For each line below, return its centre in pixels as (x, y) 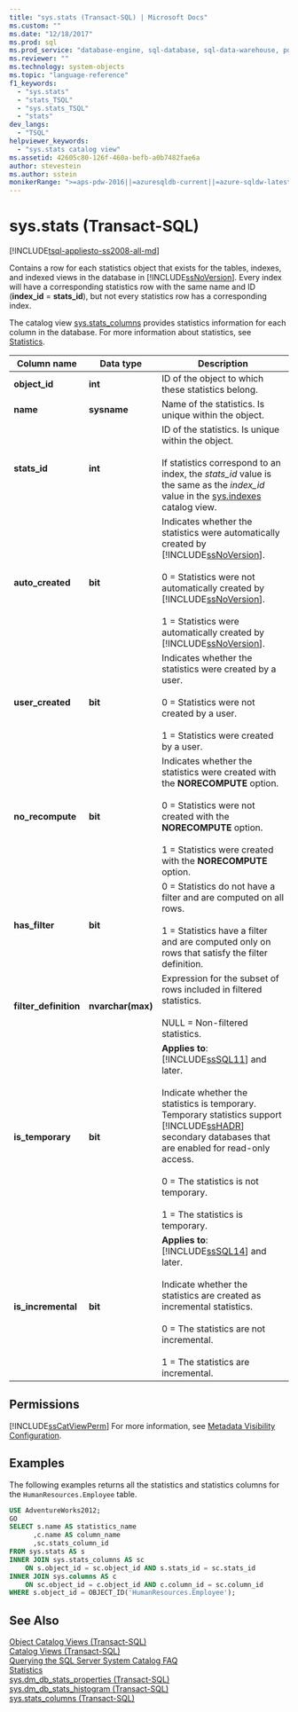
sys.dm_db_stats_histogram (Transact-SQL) (89, 1689)
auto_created (42, 583)
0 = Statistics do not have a (218, 886)
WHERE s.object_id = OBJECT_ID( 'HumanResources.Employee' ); (123, 1593)
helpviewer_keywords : (49, 141)
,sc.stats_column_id (71, 1543)
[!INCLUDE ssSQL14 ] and (214, 1252)
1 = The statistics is (202, 1214)
